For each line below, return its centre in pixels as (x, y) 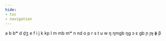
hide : (11, 10)
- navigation (19, 19)
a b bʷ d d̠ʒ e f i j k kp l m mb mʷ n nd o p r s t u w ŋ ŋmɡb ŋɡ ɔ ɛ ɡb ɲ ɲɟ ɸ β (83, 33)
